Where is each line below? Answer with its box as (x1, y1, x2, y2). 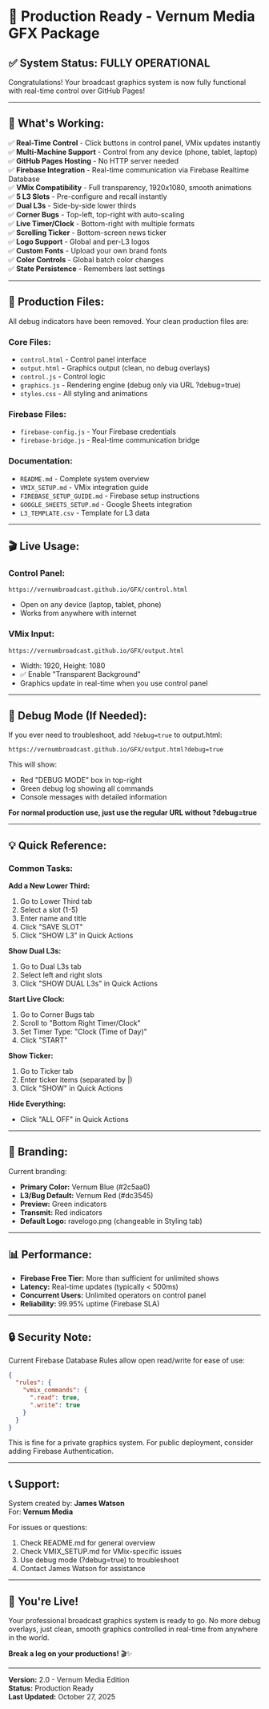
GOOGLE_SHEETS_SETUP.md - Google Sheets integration (19, 499, 192, 508)
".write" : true (29, 1401, 81, 1409)
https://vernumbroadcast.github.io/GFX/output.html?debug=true (8, 746, 224, 754)
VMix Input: (8, 629, 54, 640)
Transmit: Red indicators (19, 1207, 102, 1217)
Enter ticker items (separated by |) (19, 1075, 133, 1084)
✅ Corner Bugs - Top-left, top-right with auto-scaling (8, 209, 185, 219)
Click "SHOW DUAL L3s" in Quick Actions (19, 978, 159, 988)
